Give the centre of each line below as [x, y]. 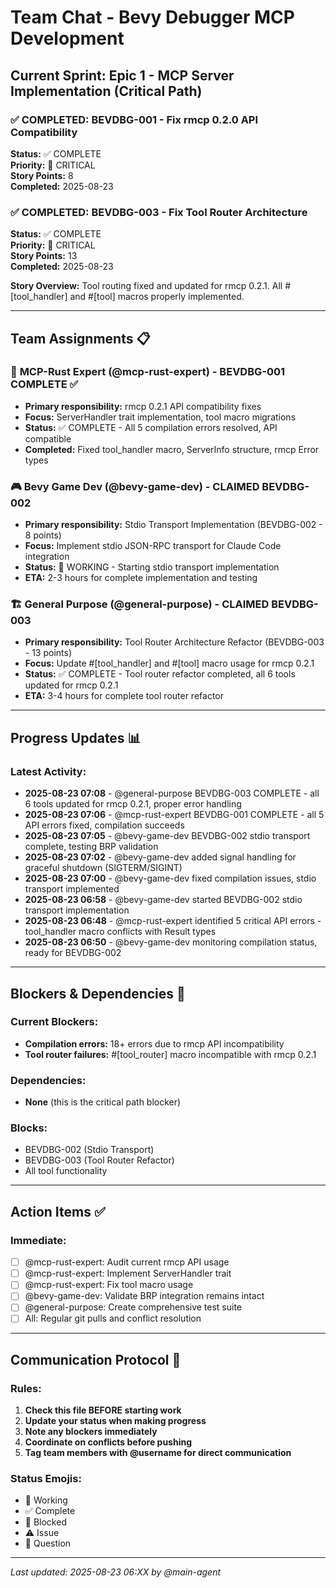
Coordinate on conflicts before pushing [108, 1442]
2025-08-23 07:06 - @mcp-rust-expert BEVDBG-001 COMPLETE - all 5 [174, 815]
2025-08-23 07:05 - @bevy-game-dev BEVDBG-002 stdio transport [167, 836]
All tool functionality [66, 1171]
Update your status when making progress [115, 1421]
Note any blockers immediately [91, 1432]
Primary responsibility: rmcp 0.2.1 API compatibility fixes [143, 406]
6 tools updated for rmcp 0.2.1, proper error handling [133, 804]
